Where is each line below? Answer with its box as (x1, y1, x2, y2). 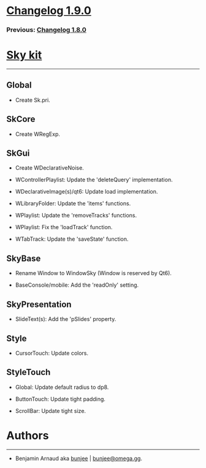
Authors (6, 428, 49, 442)
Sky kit (6, 48, 42, 62)
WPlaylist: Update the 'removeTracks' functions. (15, 212, 137, 219)
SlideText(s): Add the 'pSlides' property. (15, 315, 116, 323)
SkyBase (6, 253, 41, 263)
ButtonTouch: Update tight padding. (15, 395, 106, 402)
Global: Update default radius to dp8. (15, 383, 109, 391)
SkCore (6, 114, 36, 124)
